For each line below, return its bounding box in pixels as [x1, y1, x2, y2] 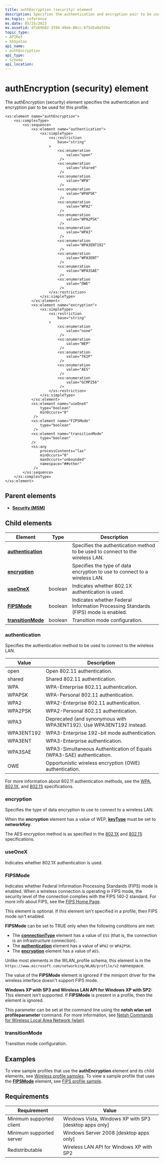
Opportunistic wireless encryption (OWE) [45, 759, 141, 766]
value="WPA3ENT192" [66, 243, 106, 248]
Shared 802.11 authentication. [45, 675, 116, 682]
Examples [5, 1055, 36, 1063]
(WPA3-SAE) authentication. [45, 751, 112, 758]
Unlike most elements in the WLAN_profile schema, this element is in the [5, 957, 151, 963]
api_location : [5, 62, 34, 67]
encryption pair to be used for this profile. [5, 104, 89, 110]
